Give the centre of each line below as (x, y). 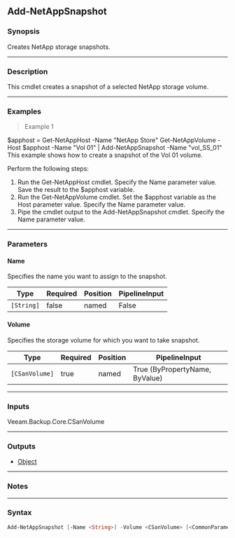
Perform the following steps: (48, 169)
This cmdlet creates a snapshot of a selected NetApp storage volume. (108, 86)
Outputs (22, 446)
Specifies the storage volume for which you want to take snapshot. (104, 340)
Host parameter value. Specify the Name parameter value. (101, 205)
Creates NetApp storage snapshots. (59, 47)
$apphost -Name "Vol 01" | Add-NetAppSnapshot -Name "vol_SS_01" (122, 148)
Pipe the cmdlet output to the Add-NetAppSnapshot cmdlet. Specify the (121, 212)
